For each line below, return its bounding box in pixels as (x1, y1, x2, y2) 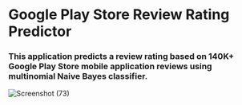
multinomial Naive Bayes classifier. (8, 71, 148, 82)
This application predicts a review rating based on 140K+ (8, 51, 235, 62)
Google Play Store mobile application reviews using (8, 61, 212, 72)
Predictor (8, 22, 72, 41)
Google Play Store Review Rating (8, 6, 230, 24)
